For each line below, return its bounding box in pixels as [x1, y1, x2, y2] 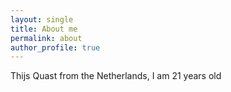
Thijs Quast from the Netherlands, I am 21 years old [10, 70, 222, 82]
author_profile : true [10, 42, 101, 53]
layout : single [10, 14, 74, 25]
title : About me [10, 24, 78, 34]
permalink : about [10, 33, 83, 43]
